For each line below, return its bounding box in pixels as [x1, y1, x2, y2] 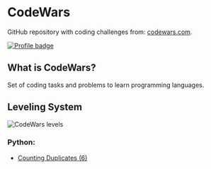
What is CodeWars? [7, 62, 97, 74]
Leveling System [7, 101, 83, 113]
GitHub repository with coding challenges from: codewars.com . [7, 28, 193, 36]
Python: [7, 137, 35, 147]
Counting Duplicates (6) [17, 153, 88, 162]
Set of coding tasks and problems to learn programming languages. [7, 81, 205, 89]
